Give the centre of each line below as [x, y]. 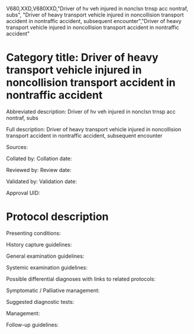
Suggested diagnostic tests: [40, 301]
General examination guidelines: [45, 256]
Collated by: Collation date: [39, 158]
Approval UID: [23, 193]
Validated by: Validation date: [41, 181]
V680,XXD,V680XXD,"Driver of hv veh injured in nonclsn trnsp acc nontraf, [97, 9]
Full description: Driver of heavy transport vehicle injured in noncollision [94, 129]
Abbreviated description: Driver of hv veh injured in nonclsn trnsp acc [91, 111]
